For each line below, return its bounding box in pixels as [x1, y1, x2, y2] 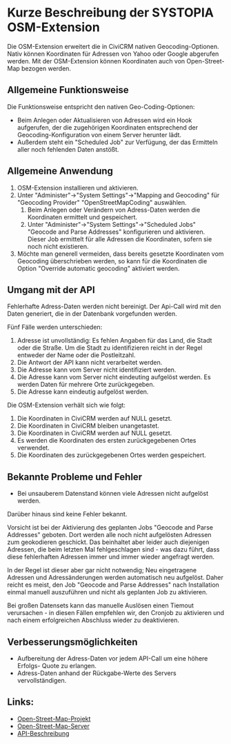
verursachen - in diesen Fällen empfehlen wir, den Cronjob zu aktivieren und [7, 609, 225, 617]
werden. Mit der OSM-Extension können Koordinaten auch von [7, 57, 185, 65]
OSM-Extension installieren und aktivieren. [17, 183, 139, 192]
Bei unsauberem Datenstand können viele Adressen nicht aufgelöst [17, 490, 209, 498]
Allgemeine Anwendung [7, 165, 114, 177]
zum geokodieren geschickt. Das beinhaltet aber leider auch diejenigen [7, 538, 210, 546]
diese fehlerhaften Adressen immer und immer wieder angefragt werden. [7, 553, 215, 561]
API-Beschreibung [17, 729, 70, 737]
